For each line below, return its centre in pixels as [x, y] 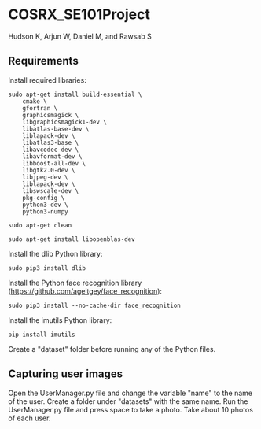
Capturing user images [66, 374]
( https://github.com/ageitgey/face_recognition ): [85, 291]
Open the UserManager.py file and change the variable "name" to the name [130, 393]
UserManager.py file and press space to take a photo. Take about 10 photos [131, 409]
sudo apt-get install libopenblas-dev [72, 239]
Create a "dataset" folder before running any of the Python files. [112, 349]
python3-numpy [45, 211]
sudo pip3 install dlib [47, 268]
